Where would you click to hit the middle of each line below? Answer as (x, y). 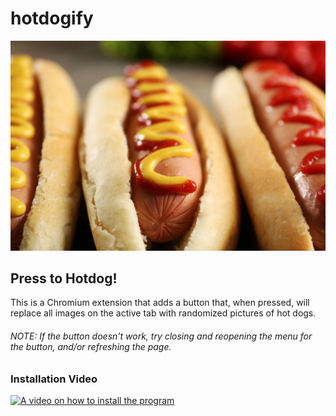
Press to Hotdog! (64, 278)
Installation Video (54, 379)
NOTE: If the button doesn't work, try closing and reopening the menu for (161, 336)
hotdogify (52, 18)
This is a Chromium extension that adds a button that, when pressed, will (160, 303)
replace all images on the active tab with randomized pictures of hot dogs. (163, 313)
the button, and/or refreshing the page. (91, 347)
